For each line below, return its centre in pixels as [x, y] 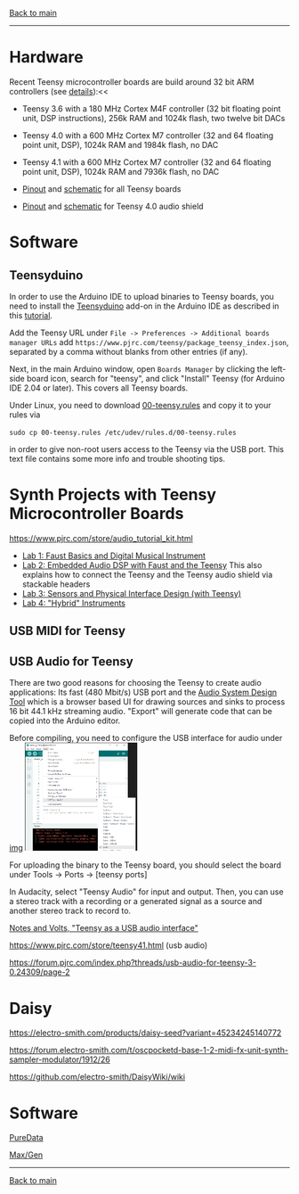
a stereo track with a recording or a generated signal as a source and [136, 902]
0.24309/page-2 [40, 972]
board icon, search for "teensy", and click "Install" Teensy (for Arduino [155, 378]
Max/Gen [26, 1155]
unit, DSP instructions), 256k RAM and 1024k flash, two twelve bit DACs [154, 118]
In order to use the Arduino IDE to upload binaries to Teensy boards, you [141, 296]
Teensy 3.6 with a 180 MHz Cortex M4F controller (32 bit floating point [151, 108]
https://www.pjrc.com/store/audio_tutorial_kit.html [101, 538]
